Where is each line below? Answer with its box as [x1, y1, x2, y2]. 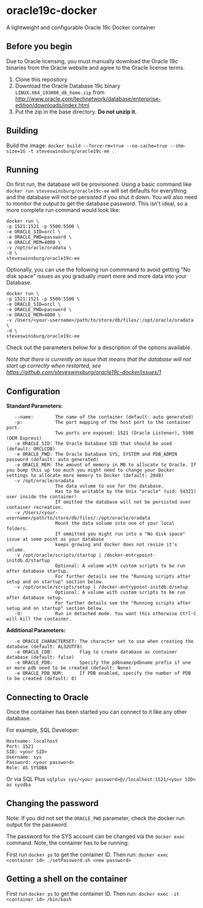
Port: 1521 [6, 743, 34, 749]
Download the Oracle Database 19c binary [15, 82, 121, 89]
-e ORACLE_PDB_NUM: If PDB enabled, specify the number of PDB [14, 671, 191, 677]
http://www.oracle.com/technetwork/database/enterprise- [15, 95, 162, 102]
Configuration [6, 386, 61, 397]
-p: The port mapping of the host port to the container [14, 420, 191, 426]
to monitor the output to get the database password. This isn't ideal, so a [6, 200, 188, 207]
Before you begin [6, 41, 73, 52]
